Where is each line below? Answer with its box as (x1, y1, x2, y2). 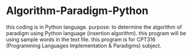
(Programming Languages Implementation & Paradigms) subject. (6, 42, 162, 49)
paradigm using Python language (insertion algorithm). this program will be (6, 29, 187, 36)
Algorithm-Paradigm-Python (6, 4, 149, 18)
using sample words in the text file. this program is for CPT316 (6, 36, 156, 43)
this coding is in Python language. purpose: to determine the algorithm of (6, 23, 182, 30)
